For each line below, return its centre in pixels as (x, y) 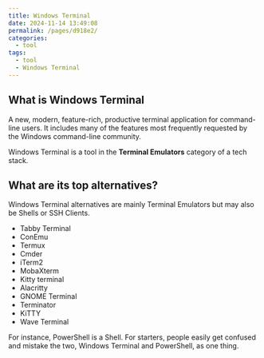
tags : (17, 53)
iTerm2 (32, 263)
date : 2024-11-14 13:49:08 (53, 23)
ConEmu (34, 237)
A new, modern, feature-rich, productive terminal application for (113, 119)
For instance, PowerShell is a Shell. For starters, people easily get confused (132, 337)
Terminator (38, 305)
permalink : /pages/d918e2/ (53, 30)
